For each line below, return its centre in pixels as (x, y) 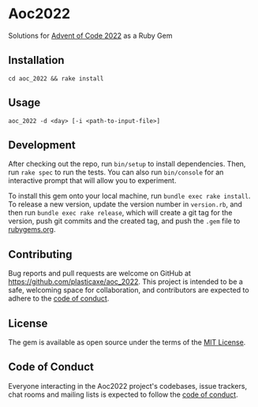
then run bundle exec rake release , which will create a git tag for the (120, 213)
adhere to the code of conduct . (59, 299)
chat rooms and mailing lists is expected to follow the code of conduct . (123, 394)
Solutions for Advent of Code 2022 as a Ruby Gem (90, 35)
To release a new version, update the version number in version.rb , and (125, 204)
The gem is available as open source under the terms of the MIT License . (127, 342)
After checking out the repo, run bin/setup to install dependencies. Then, (127, 164)
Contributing (40, 254)
